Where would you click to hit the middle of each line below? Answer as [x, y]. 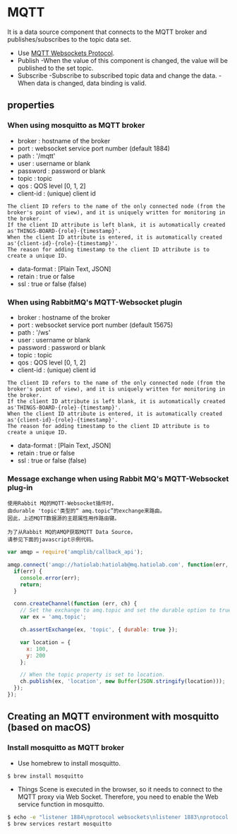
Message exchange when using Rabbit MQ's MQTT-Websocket [118, 479]
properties [31, 106]
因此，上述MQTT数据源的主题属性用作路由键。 [63, 519]
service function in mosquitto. [61, 804]
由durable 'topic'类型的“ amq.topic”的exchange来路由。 [86, 511]
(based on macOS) [49, 728]
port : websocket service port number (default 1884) [94, 148]
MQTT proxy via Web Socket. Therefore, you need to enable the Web [118, 797]
